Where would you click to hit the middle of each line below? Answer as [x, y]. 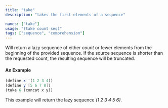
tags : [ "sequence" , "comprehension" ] [45, 33]
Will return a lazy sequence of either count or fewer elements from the [78, 48]
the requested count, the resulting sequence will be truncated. [70, 58]
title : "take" [20, 10]
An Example [18, 70]
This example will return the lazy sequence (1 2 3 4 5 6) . [64, 100]
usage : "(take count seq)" [34, 28]
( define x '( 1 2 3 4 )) [29, 81]
